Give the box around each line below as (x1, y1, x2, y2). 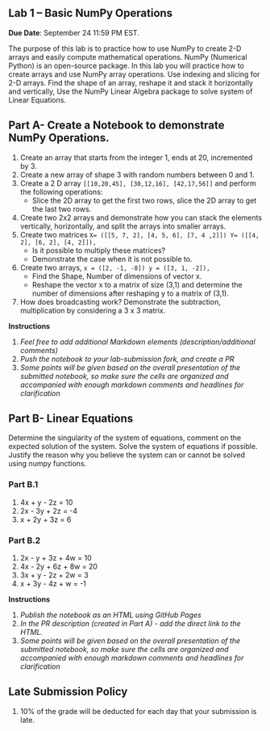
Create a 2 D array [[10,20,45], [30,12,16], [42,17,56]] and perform (19, 178, 256, 188)
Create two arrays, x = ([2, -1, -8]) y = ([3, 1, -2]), (19, 263, 211, 272)
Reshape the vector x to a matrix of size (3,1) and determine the (31, 279, 243, 289)
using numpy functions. (8, 459, 87, 468)
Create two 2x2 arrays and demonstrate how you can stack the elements (19, 212, 263, 222)
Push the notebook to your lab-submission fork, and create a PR (19, 354, 235, 363)
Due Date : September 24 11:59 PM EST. (8, 27, 139, 37)
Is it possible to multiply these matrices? (31, 246, 166, 255)
